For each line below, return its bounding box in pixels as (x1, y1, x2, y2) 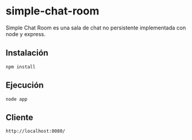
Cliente (5, 112, 34, 123)
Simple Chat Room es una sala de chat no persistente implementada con (5, 24, 187, 31)
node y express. (5, 30, 46, 37)
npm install (5, 64, 36, 70)
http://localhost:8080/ (5, 128, 66, 135)
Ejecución (5, 80, 44, 91)
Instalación (5, 48, 49, 58)
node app (5, 96, 28, 102)
